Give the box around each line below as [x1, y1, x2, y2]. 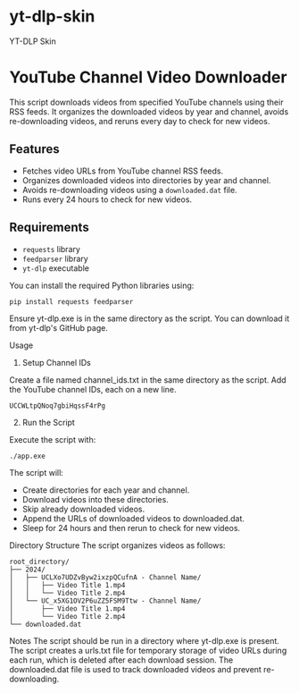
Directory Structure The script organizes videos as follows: [9, 540, 226, 551]
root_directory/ [9, 557, 70, 567]
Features [9, 141, 60, 157]
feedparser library [21, 253, 89, 264]
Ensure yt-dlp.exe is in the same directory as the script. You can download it [9, 313, 290, 324]
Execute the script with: [9, 435, 96, 445]
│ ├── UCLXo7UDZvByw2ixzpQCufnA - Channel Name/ [9, 573, 202, 582]
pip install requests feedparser [9, 297, 134, 306]
